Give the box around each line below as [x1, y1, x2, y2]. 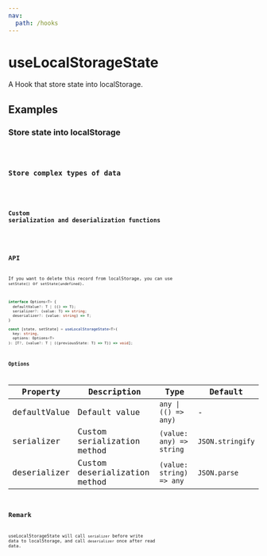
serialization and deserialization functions [8, 217, 161, 225]
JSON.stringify [197, 437, 255, 446]
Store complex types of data [8, 168, 122, 178]
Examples [8, 103, 58, 116]
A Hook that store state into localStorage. [8, 80, 143, 89]
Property [21, 387, 61, 397]
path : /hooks [15, 19, 59, 27]
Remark [8, 511, 32, 519]
